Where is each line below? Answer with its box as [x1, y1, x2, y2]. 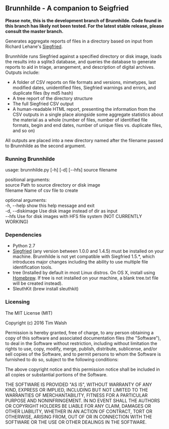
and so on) [12, 127, 35, 134]
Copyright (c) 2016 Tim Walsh [5, 320, 67, 326]
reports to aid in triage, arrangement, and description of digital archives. [5, 64, 155, 70]
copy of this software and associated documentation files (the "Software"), [5, 335, 161, 341]
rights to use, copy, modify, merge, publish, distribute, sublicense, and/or [5, 346, 157, 352]
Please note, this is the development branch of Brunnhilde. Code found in [5, 17, 162, 23]
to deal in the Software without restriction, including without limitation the [5, 340, 157, 346]
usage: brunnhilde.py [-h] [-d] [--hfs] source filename [5, 167, 118, 173]
